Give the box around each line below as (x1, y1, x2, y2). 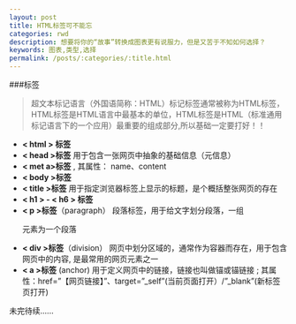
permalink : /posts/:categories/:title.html (9, 54, 172, 63)
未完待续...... (9, 305, 55, 316)
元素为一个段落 (21, 224, 77, 234)
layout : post (9, 12, 57, 22)
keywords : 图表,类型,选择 (9, 46, 97, 55)
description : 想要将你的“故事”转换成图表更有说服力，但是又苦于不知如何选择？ (9, 37, 267, 47)
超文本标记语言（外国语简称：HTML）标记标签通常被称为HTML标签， (30, 98, 285, 109)
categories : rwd (9, 29, 69, 38)
